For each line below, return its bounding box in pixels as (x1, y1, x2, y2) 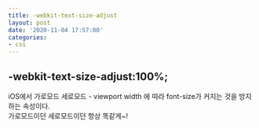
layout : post (8, 19, 51, 27)
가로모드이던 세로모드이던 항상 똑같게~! (8, 111, 129, 120)
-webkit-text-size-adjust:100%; (8, 70, 169, 83)
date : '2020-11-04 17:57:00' (8, 26, 104, 34)
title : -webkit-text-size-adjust (8, 11, 118, 20)
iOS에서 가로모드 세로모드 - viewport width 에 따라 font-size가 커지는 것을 (8, 91, 238, 101)
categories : (8, 33, 47, 42)
